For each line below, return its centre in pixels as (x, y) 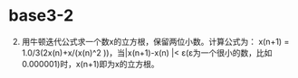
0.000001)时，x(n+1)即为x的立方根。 (90, 64)
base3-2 (41, 16)
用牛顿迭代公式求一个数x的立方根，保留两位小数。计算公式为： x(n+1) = (155, 41)
